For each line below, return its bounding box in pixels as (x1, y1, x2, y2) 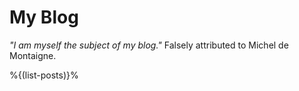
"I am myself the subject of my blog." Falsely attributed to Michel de (9, 39, 289, 51)
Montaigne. (9, 49, 57, 61)
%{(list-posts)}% (9, 69, 79, 81)
